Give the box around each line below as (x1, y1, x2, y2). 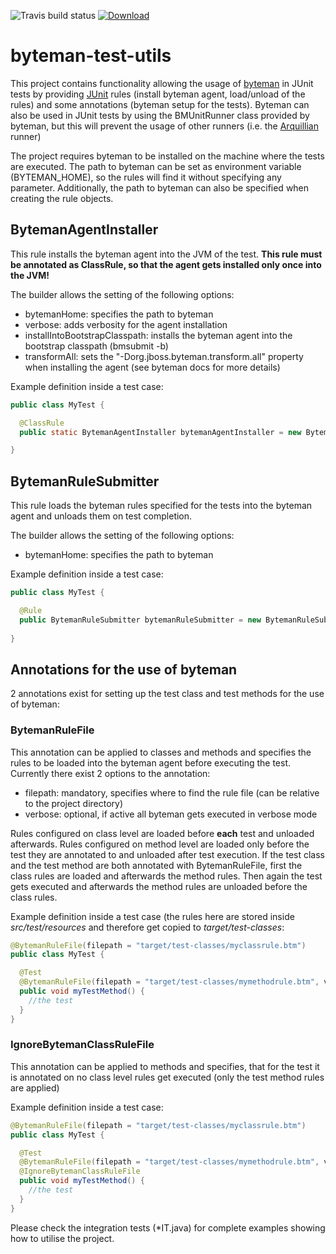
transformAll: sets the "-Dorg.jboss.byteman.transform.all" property (24, 350, 304, 362)
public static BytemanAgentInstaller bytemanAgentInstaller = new (19, 427, 302, 437)
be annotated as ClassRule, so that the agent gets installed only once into (10, 258, 322, 270)
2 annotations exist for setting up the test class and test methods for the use (10, 688, 325, 700)
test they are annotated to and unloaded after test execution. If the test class (10, 848, 325, 860)
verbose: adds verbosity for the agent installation (24, 318, 228, 330)
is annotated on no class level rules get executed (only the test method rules (10, 1071, 325, 1083)
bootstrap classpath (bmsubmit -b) (24, 340, 169, 352)
